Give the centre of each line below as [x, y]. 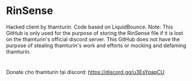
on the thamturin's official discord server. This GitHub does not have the [93, 39]
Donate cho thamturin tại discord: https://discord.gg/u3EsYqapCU [85, 72]
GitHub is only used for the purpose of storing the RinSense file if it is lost [95, 33]
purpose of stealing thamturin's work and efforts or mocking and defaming [96, 45]
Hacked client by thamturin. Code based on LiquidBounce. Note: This [90, 27]
